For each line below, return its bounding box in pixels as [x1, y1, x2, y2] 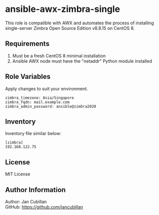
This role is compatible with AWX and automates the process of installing [5, 20, 155, 26]
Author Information [5, 185, 66, 194]
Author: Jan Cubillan [5, 199, 47, 205]
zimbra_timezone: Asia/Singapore [5, 95, 74, 100]
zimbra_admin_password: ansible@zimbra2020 [5, 104, 97, 109]
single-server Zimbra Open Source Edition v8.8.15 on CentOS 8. [5, 25, 135, 31]
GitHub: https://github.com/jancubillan [5, 204, 83, 210]
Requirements [5, 40, 50, 48]
